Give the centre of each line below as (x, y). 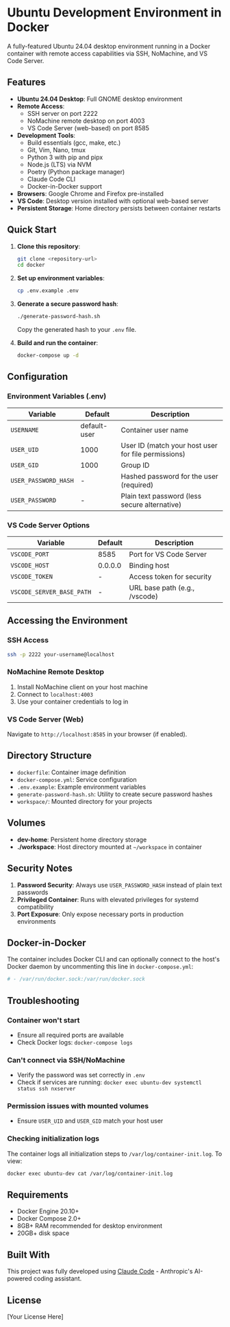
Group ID (135, 465)
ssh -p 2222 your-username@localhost (61, 654)
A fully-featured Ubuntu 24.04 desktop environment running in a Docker (109, 46)
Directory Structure (50, 756)
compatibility (35, 907)
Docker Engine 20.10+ (48, 1211)
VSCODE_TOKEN (32, 576)
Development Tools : (46, 135)
